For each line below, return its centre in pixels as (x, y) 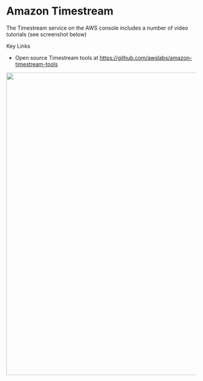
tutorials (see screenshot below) (47, 34)
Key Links (18, 46)
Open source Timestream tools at (56, 57)
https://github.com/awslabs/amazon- (146, 57)
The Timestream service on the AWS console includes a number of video (97, 28)
